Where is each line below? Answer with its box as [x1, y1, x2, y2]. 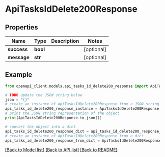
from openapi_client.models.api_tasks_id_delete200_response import [5, 84, 148, 89]
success [7, 46, 28, 53]
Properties [5, 23, 38, 31]
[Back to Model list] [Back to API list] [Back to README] [5, 147, 118, 153]
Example [5, 70, 32, 79]
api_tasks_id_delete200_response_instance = [5, 106, 98, 111]
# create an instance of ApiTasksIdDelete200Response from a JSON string [5, 102, 160, 107]
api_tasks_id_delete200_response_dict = [5, 129, 89, 134]
